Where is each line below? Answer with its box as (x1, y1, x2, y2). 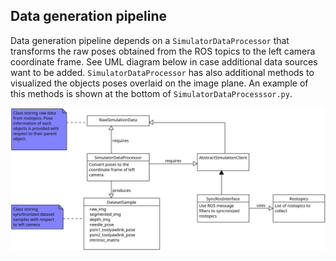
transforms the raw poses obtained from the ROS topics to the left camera (10, 45, 316, 57)
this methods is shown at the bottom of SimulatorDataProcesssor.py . (10, 87, 293, 99)
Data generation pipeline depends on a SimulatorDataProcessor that (10, 34, 290, 46)
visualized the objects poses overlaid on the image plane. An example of (10, 77, 309, 89)
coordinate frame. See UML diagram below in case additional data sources (10, 55, 318, 68)
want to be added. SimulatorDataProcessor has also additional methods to (10, 66, 315, 78)
